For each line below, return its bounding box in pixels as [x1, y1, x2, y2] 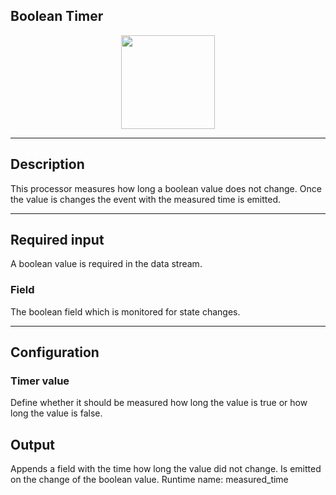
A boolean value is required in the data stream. [10, 258, 203, 270]
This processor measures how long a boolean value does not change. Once [10, 182, 322, 194]
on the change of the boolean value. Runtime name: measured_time [10, 474, 289, 486]
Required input [10, 232, 105, 249]
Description [10, 156, 85, 173]
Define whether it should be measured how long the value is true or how [10, 397, 308, 409]
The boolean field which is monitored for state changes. [10, 305, 241, 318]
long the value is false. [10, 407, 103, 419]
